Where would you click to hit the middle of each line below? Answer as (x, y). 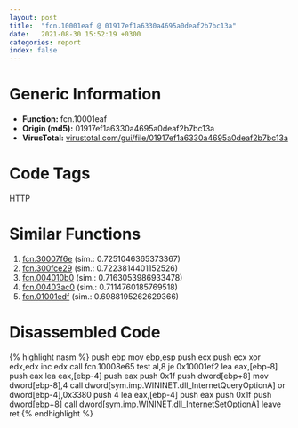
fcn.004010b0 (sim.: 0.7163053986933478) (102, 277)
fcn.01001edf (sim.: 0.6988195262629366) (101, 296)
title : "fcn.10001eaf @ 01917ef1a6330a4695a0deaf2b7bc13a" (123, 26)
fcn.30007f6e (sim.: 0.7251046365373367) (101, 258)
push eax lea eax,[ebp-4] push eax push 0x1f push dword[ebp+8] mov (139, 376)
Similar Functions (75, 234)
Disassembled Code (85, 333)
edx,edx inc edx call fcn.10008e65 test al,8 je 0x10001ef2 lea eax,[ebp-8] (144, 366)
